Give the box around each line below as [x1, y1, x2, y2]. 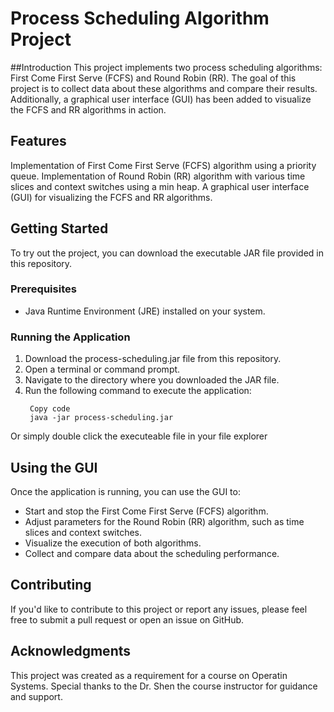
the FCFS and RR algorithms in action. [10, 103, 167, 116]
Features [10, 133, 67, 150]
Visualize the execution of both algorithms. [24, 537, 202, 549]
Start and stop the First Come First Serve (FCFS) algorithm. [24, 505, 269, 517]
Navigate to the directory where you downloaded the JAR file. [24, 374, 280, 386]
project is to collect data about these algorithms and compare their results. [10, 82, 318, 94]
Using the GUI [10, 459, 98, 476]
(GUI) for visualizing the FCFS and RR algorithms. [10, 191, 213, 203]
